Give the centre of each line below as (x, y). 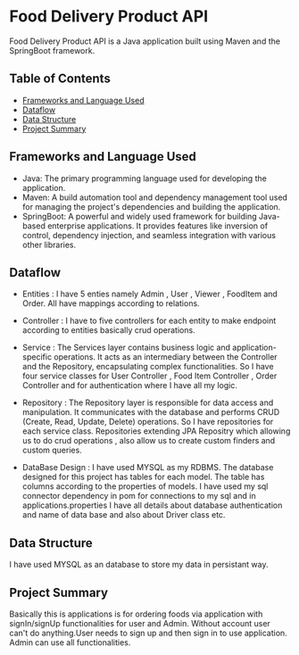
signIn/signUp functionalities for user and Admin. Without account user (140, 623)
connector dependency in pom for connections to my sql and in (139, 496)
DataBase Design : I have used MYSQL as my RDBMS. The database (148, 468)
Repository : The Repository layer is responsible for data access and (148, 402)
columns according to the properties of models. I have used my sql (145, 486)
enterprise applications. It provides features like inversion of (158, 226)
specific (37, 357)
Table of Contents (60, 79)
